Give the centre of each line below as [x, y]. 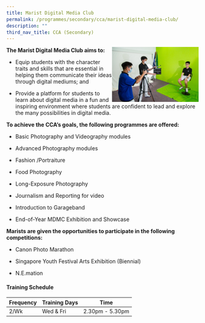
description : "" [27, 26]
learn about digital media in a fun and [62, 100]
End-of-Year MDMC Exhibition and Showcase [72, 219]
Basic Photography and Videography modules [73, 137]
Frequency [23, 302]
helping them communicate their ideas [63, 75]
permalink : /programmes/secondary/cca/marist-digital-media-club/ [92, 19]
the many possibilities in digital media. [63, 113]
